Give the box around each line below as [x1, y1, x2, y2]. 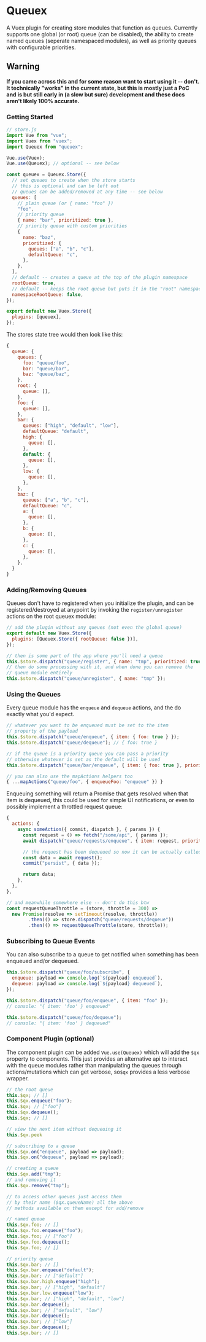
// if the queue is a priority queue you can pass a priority [6, 751, 169, 757]
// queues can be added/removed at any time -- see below [12, 189, 164, 195]
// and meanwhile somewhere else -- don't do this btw [6, 899, 150, 906]
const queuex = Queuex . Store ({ [6, 171, 86, 178]
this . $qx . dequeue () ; [6, 1109, 59, 1115]
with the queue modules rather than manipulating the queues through [6, 1061, 182, 1069]
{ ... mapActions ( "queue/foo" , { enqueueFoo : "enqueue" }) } [6, 779, 164, 785]
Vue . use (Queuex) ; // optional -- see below [6, 160, 120, 166]
